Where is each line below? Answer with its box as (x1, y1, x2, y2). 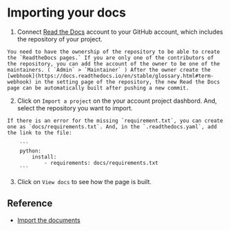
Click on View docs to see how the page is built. (17, 177, 152, 185)
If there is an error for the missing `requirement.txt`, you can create (7, 117, 224, 124)
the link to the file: (7, 129, 72, 136)
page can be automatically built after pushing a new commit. (7, 84, 189, 91)
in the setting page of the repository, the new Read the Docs (34, 78, 220, 86)
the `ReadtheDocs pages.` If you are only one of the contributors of (7, 54, 214, 61)
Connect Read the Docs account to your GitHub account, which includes (17, 28, 224, 36)
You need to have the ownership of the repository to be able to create (7, 48, 220, 55)
